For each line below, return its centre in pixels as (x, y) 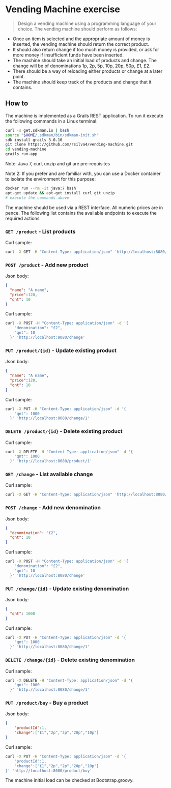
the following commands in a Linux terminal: (51, 121)
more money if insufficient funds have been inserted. (68, 55)
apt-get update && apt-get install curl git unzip (60, 193)
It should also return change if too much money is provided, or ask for (86, 49)
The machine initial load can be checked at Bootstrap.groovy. (69, 780)
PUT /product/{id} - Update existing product (61, 351)
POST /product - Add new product (47, 265)
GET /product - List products (40, 231)
